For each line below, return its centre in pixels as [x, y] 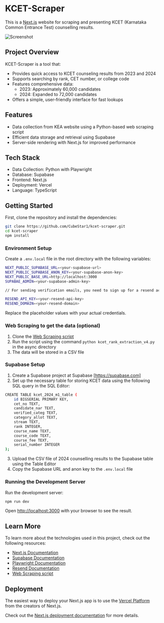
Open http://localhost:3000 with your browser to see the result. [69, 511]
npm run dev [17, 502]
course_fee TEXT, [31, 440]
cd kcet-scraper [21, 231]
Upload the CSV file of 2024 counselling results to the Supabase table [83, 459]
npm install [17, 236]
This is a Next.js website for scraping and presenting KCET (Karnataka [76, 22]
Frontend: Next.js [30, 180]
